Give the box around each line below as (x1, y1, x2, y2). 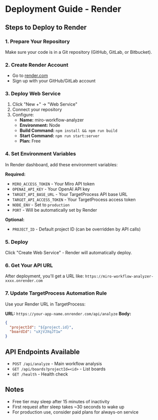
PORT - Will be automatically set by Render (12, 207, 97, 213)
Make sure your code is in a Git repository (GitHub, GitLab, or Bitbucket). (5, 49, 153, 55)
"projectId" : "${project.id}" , (9, 325, 74, 330)
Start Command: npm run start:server (19, 133, 100, 139)
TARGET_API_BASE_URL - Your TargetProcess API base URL (12, 191, 128, 197)
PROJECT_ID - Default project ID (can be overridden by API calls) (12, 226, 141, 232)
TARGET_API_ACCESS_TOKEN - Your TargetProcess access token (12, 196, 136, 202)
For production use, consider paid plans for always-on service (12, 409, 139, 415)
